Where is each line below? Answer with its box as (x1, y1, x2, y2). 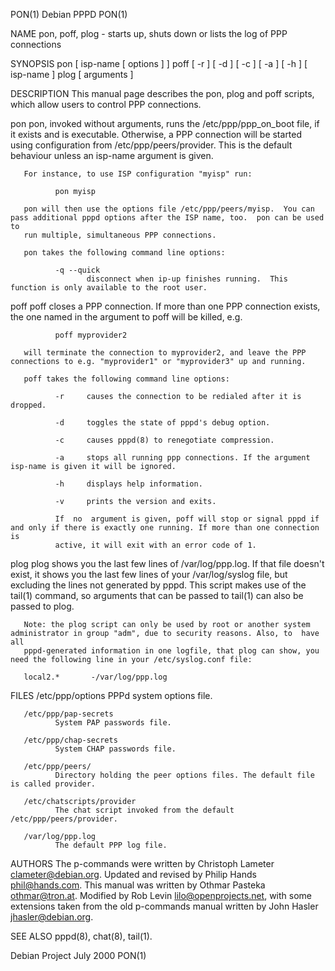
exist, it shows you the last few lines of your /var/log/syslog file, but (10, 569, 288, 580)
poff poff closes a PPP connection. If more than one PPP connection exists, (10, 300, 321, 312)
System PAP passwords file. (54, 718, 172, 728)
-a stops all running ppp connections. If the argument (54, 453, 311, 463)
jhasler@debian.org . (10, 911, 94, 923)
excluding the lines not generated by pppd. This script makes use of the (10, 579, 307, 591)
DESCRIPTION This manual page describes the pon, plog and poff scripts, (10, 88, 315, 99)
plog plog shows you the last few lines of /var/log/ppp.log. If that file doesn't (10, 558, 325, 569)
